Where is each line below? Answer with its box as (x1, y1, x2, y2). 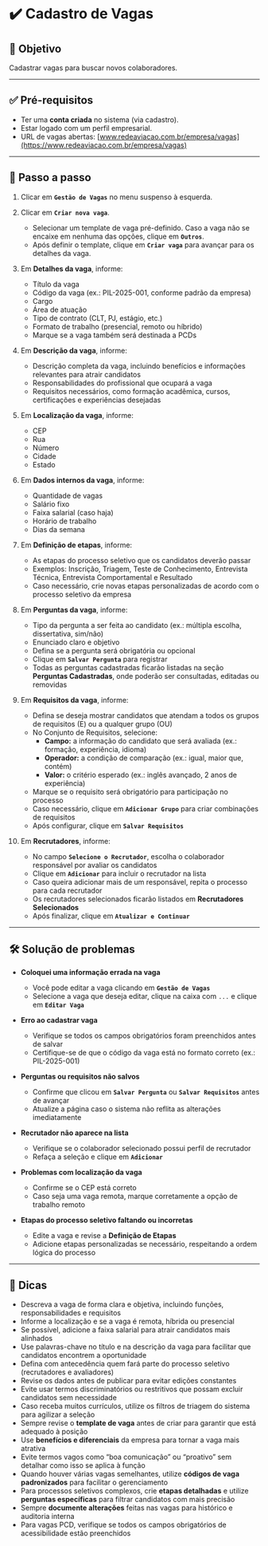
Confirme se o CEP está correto (32, 1183, 138, 1193)
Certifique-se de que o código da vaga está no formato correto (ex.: (32, 1048, 256, 1058)
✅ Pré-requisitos (9, 93, 94, 107)
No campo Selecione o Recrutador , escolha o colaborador (32, 851, 225, 861)
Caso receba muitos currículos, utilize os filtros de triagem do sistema (20, 1402, 251, 1411)
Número (32, 443, 60, 452)
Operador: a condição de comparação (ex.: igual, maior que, (44, 753, 243, 763)
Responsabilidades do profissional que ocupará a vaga (32, 378, 213, 388)
